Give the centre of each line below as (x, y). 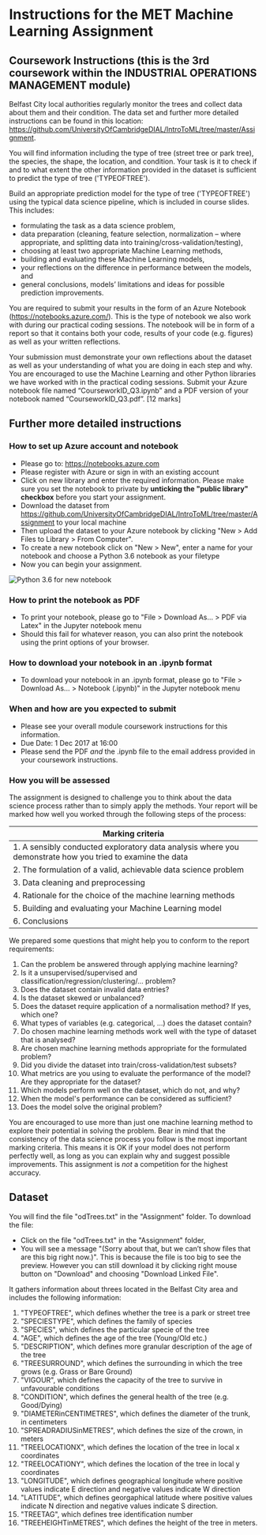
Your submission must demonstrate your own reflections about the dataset (130, 357)
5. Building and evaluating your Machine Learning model (117, 908)
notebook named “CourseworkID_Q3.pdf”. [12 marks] (95, 399)
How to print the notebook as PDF (75, 600)
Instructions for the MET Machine (121, 15)
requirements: (32, 949)
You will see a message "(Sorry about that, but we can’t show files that (135, 1248)
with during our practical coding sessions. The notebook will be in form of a (132, 325)
